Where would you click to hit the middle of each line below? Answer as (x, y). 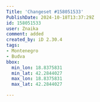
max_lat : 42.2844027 (37, 85)
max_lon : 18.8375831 (37, 79)
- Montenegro (22, 51)
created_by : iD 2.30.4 (34, 40)
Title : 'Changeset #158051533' (45, 12)
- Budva (16, 56)
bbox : (13, 62)
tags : (13, 46)
